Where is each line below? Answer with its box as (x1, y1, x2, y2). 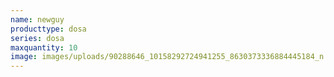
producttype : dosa (10, 24, 87, 34)
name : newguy (10, 14, 65, 25)
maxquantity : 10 (10, 42, 78, 53)
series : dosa (10, 33, 65, 43)
